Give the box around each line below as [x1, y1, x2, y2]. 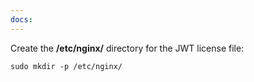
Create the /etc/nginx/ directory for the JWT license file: [10, 42, 245, 54]
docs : [10, 14, 33, 25]
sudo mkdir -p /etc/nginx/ [10, 61, 123, 71]
